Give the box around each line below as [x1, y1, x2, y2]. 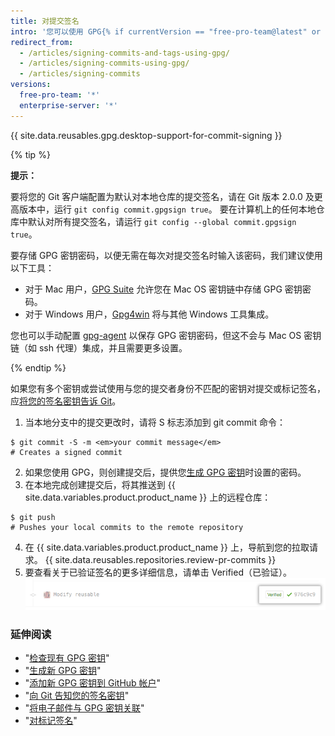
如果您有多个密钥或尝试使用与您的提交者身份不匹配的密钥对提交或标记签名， [10, 382, 326, 394]
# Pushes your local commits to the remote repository [10, 522, 244, 532]
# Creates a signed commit [10, 447, 123, 457]
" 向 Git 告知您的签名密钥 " [24, 690, 130, 702]
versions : [10, 80, 52, 90]
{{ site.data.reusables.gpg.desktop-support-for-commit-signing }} [10, 129, 283, 141]
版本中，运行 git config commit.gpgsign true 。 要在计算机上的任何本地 [18, 203, 317, 215]
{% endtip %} [10, 361, 67, 374]
